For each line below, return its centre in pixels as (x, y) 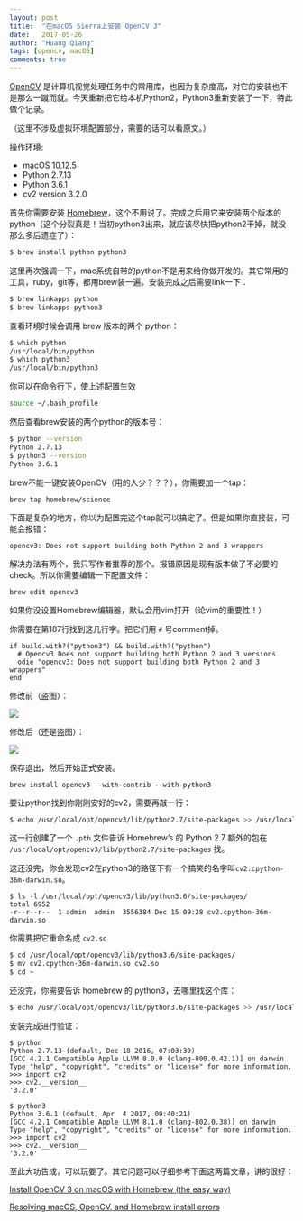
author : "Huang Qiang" (52, 43)
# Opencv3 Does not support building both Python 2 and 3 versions (147, 654)
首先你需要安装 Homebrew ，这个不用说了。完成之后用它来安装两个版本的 (146, 212)
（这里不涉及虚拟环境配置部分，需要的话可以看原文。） (110, 128)
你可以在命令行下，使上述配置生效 (73, 386)
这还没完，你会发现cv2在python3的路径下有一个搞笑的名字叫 (123, 868)
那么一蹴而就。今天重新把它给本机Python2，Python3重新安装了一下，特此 (155, 97)
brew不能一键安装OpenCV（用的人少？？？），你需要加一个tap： (129, 482)
